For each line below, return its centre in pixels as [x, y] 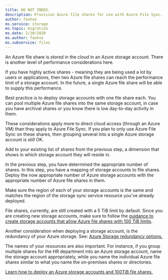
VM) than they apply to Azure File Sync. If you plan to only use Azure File [81, 129]
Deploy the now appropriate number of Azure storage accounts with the [79, 175]
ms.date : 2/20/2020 [26, 33]
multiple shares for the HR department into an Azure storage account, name [83, 251]
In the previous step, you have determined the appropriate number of [76, 164]
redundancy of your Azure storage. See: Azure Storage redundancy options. [84, 236]
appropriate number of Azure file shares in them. [56, 180]
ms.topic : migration [27, 29]
